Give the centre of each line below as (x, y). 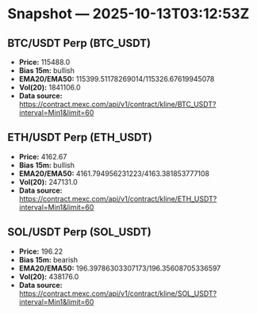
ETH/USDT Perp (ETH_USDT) (80, 138)
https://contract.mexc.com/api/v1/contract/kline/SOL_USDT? (118, 293)
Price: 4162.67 (43, 156)
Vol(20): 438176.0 (49, 276)
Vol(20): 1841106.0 (50, 87)
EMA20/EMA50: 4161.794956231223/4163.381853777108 (114, 173)
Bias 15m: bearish (48, 259)
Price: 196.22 (41, 251)
